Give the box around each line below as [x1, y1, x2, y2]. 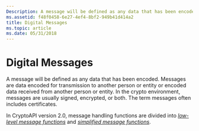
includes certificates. [6, 101, 57, 108]
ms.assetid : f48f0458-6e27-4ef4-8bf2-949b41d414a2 [6, 14, 134, 20]
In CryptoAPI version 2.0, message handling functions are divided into [6, 112, 176, 119]
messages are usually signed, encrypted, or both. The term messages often [6, 94, 191, 101]
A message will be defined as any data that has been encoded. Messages [6, 76, 187, 83]
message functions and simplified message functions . [18, 119, 151, 126]
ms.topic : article [6, 25, 52, 31]
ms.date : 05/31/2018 [6, 31, 57, 37]
